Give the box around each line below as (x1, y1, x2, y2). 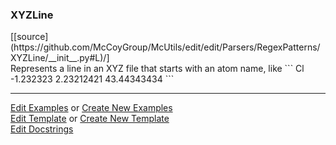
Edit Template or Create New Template (10, 113, 170, 125)
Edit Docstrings (10, 123, 74, 135)
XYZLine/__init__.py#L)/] (10, 52, 110, 64)
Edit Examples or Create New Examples (10, 102, 173, 114)
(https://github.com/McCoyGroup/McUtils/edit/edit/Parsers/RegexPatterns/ (10, 41, 321, 53)
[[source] (10, 31, 49, 43)
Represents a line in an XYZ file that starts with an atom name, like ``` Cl (10, 63, 305, 75)
